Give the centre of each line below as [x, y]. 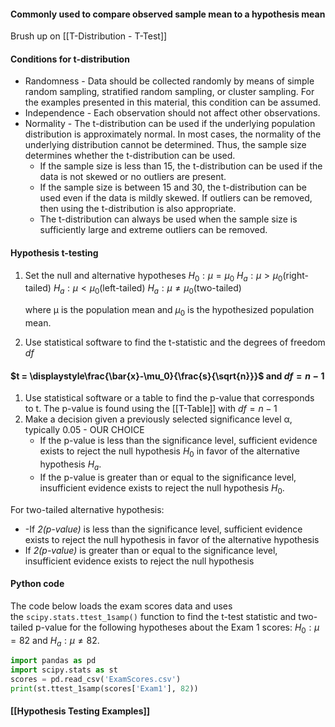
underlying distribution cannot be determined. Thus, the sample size [165, 145]
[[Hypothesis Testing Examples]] [80, 711]
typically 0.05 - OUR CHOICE [84, 430]
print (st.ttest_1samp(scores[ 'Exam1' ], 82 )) [104, 689]
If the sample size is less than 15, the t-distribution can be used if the [181, 166]
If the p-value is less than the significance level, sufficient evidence [178, 441]
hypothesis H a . [70, 465]
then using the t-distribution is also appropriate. [138, 209]
